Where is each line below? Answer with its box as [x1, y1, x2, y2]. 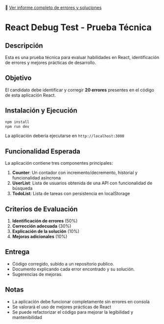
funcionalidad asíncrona [12, 175, 61, 181]
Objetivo [5, 74, 32, 82]
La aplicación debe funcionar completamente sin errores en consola [12, 298, 150, 304]
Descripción [5, 41, 43, 50]
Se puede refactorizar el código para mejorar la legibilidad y [12, 309, 134, 315]
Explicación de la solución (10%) [12, 229, 80, 234]
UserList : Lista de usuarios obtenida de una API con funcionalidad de [12, 180, 153, 186]
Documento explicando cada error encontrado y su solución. [12, 266, 135, 272]
